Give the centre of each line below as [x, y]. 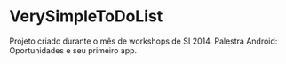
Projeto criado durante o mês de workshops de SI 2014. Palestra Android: [143, 41]
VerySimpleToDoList [86, 16]
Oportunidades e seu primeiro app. [73, 50]
